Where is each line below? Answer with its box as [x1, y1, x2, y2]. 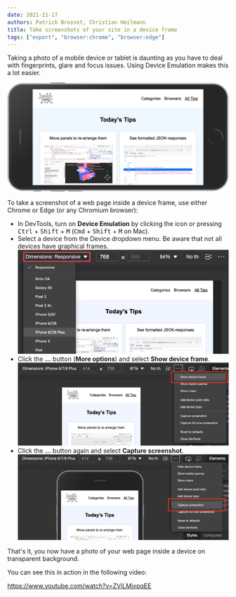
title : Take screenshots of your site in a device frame [7, 26, 178, 33]
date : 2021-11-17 [7, 11, 58, 18]
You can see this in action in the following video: [7, 568, 147, 576]
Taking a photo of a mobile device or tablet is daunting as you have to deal [7, 53, 223, 63]
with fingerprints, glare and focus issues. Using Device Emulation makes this [7, 61, 229, 70]
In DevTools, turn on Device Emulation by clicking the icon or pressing [17, 220, 223, 228]
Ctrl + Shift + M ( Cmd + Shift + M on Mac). [17, 227, 150, 235]
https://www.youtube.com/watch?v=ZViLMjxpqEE [7, 582, 152, 590]
